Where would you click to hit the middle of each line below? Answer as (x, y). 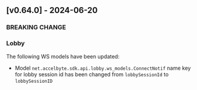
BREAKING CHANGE (36, 27)
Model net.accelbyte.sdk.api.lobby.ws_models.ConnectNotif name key (103, 68)
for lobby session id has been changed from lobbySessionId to (92, 74)
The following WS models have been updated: (63, 56)
